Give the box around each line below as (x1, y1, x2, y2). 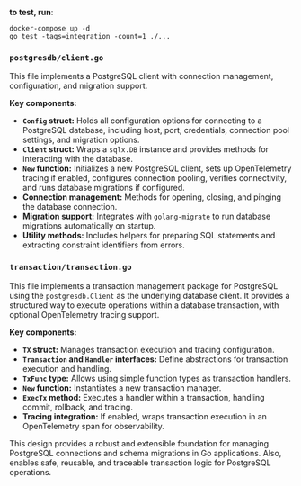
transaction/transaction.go (9, 262, 132, 273)
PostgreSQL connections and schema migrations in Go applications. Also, (9, 447, 282, 458)
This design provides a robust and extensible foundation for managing (9, 437, 270, 448)
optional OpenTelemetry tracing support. (9, 309, 160, 319)
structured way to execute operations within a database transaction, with (9, 300, 279, 310)
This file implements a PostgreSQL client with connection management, (9, 71, 274, 82)
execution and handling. (22, 363, 112, 373)
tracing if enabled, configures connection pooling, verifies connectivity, (22, 173, 288, 184)
